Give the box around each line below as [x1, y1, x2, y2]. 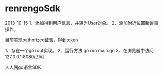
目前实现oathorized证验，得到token [5, 37, 78, 43]
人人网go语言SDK [5, 64, 41, 70]
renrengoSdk [5, 3, 61, 14]
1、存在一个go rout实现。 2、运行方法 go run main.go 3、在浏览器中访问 [5, 47, 154, 53]
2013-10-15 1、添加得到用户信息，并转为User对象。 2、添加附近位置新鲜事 [5, 20, 159, 26]
